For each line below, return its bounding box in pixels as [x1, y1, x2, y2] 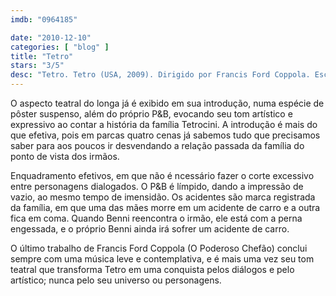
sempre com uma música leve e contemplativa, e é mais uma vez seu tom [10, 253, 315, 265]
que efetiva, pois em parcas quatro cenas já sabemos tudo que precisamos [10, 129, 321, 141]
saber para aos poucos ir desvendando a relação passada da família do [10, 140, 305, 151]
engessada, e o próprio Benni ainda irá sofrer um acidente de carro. [10, 223, 290, 235]
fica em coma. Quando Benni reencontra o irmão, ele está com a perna [10, 212, 303, 224]
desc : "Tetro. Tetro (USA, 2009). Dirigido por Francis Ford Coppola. [10, 70, 311, 80]
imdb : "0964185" [10, 14, 78, 25]
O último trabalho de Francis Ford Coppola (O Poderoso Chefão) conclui [10, 242, 308, 254]
